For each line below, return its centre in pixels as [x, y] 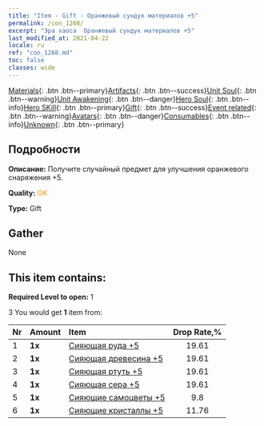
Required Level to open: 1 [51, 297]
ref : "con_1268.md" [41, 53]
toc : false [26, 61]
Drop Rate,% [198, 332]
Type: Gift [25, 208]
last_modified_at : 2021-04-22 [59, 38]
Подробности [44, 150]
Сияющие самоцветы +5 [117, 398]
